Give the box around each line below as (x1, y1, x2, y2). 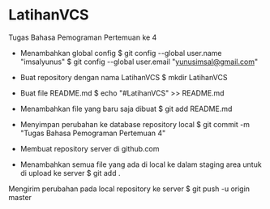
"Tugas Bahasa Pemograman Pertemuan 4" (19, 128, 166, 138)
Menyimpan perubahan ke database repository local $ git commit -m (19, 119, 250, 129)
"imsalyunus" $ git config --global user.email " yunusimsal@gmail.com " (19, 57, 258, 66)
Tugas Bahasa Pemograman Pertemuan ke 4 (8, 32, 157, 42)
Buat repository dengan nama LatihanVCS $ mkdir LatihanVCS (19, 72, 228, 82)
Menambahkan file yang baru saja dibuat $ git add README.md (19, 104, 233, 113)
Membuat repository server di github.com (19, 143, 160, 153)
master (8, 192, 32, 202)
